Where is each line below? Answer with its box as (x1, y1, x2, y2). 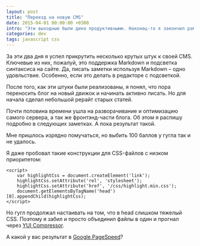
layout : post (6, 8, 39, 15)
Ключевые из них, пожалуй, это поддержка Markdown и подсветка (6, 59, 177, 66)
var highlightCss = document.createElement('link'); (17, 173, 151, 179)
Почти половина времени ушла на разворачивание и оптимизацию (6, 108, 179, 114)
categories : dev (6, 31, 46, 37)
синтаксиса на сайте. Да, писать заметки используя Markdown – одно (6, 66, 186, 72)
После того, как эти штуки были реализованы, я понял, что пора (6, 83, 171, 90)
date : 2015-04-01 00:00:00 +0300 (6, 20, 89, 26)
